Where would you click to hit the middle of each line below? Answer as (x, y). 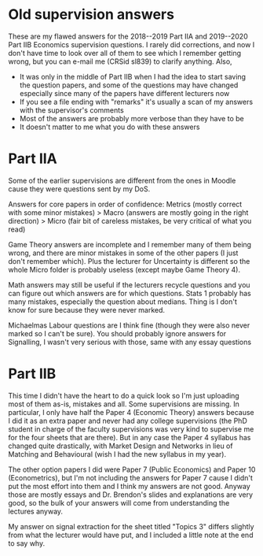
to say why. (27, 543)
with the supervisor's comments (71, 110)
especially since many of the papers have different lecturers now (124, 93)
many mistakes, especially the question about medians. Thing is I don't (123, 302)
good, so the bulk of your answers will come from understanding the (119, 502)
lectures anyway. (36, 511)
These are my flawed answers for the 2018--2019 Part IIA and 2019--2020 (128, 36)
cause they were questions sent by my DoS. (79, 189)
